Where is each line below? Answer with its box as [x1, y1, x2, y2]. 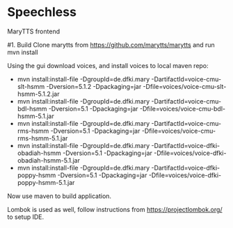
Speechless [7, 4, 77, 20]
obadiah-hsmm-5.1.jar [17, 156, 80, 164]
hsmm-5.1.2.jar [17, 90, 61, 98]
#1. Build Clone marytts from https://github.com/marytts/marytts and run [7, 40, 216, 49]
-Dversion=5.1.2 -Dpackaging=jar [46, 82, 142, 90]
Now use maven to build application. [7, 192, 112, 200]
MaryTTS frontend [7, 27, 61, 35]
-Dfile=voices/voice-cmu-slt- [143, 82, 227, 90]
